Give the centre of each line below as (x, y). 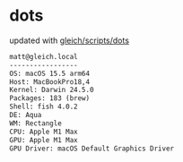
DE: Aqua (26, 115)
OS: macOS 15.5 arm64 (50, 73)
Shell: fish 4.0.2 (44, 107)
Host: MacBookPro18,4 (50, 81)
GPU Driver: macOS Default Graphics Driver (92, 149)
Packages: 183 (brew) (50, 98)
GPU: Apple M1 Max (44, 140)
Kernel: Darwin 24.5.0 (52, 90)
